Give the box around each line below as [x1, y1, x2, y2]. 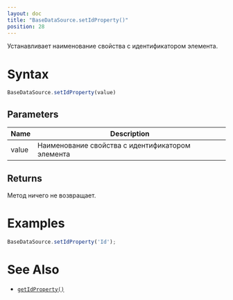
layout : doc [7, 10, 42, 17]
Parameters [7, 108, 59, 120]
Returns [7, 173, 43, 184]
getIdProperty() [17, 285, 64, 293]
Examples [7, 215, 65, 231]
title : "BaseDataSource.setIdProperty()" [7, 17, 129, 24]
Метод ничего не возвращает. [7, 191, 96, 200]
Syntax [7, 67, 49, 82]
